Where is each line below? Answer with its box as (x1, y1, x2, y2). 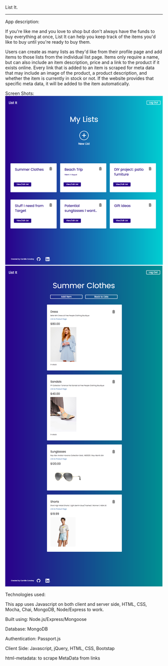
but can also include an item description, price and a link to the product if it (5, 60, 160, 65)
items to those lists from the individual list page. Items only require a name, (5, 54, 159, 60)
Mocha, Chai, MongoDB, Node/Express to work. (5, 606, 104, 612)
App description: (5, 19, 39, 25)
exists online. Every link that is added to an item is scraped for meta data (5, 65, 155, 71)
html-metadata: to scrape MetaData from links (5, 655, 100, 661)
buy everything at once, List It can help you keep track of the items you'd (5, 34, 156, 40)
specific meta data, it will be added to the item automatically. (5, 81, 130, 87)
